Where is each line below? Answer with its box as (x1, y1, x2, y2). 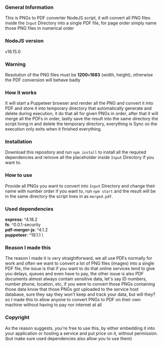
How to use (5, 172, 33, 179)
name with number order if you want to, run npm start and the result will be (5, 188, 156, 194)
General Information (5, 4, 54, 11)
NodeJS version (5, 38, 44, 44)
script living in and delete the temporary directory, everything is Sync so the (5, 121, 157, 127)
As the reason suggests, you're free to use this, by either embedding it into (5, 325, 155, 331)
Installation (5, 138, 33, 145)
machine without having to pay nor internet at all (5, 302, 102, 308)
